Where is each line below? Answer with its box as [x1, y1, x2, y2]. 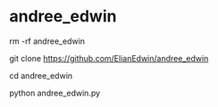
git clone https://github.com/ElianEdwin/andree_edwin [9, 53, 209, 63]
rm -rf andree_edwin [9, 36, 86, 46]
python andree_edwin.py [9, 87, 101, 98]
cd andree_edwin [9, 70, 73, 81]
